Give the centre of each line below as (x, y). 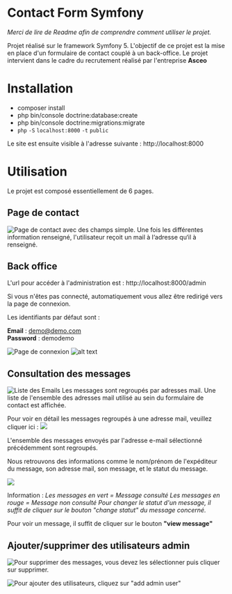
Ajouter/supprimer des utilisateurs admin (99, 546)
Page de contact (43, 213)
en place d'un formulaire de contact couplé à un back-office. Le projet (108, 53)
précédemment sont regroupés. (53, 448)
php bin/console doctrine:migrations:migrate (81, 123)
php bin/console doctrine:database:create (77, 115)
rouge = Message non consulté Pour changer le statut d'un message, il (109, 503)
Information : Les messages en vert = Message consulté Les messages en (114, 495)
